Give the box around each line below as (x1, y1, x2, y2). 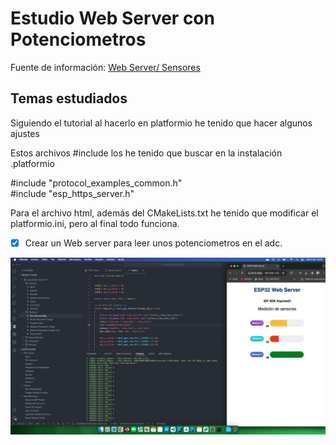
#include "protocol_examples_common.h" (10, 177, 183, 189)
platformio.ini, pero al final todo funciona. (10, 217, 180, 229)
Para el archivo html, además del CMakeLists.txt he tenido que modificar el (10, 207, 319, 219)
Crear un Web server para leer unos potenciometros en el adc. (24, 237, 283, 249)
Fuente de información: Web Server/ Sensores (10, 61, 201, 73)
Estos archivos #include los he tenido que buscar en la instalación (10, 147, 283, 159)
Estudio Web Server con (10, 7, 215, 30)
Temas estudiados (10, 90, 128, 107)
